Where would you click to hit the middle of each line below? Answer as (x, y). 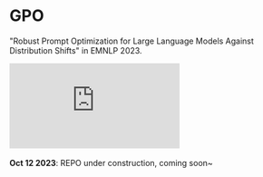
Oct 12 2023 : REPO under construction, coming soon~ (111, 162)
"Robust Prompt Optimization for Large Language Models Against (131, 41)
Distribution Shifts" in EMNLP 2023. (76, 50)
